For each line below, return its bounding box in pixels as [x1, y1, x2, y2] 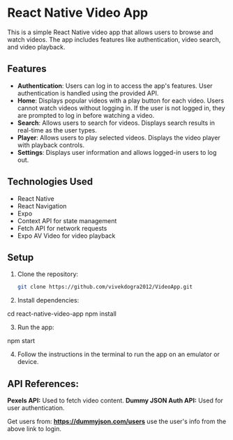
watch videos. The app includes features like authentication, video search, [7, 35, 221, 43]
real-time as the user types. [17, 126, 98, 134]
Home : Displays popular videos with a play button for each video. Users [17, 96, 225, 105]
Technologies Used [7, 176, 93, 188]
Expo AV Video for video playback [17, 232, 116, 240]
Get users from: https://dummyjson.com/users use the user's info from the [7, 417, 227, 426]
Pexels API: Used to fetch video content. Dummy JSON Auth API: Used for [7, 396, 223, 405]
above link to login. [7, 425, 61, 433]
